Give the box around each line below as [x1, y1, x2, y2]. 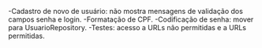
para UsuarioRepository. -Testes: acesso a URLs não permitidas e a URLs [8, 23, 247, 32]
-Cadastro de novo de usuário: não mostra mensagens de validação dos [8, 7, 243, 15]
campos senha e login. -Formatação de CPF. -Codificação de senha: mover [8, 15, 254, 24]
